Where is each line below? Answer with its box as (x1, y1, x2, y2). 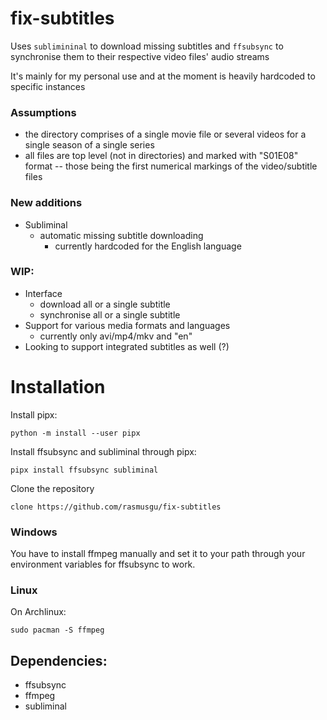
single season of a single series (24, 139, 155, 151)
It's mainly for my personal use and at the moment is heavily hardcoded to (10, 70, 316, 82)
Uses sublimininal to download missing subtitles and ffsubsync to (10, 40, 284, 52)
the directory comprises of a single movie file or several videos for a (24, 128, 307, 141)
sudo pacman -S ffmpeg (10, 625, 105, 636)
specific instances (10, 80, 86, 92)
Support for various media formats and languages (24, 319, 231, 331)
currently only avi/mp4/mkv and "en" (39, 330, 193, 342)
